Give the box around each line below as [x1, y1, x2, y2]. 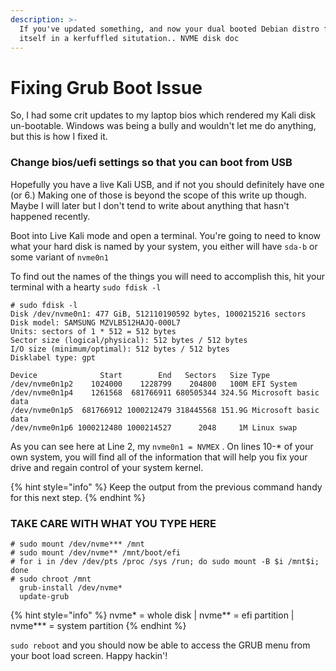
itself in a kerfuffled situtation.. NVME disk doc [19, 33, 240, 43]
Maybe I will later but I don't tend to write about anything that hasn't [10, 199, 290, 211]
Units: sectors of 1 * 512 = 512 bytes [10, 326, 177, 336]
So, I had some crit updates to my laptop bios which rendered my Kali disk [10, 109, 317, 121]
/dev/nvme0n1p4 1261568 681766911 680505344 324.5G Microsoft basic [10, 387, 320, 398]
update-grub [19, 591, 70, 601]
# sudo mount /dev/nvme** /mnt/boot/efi [10, 547, 182, 558]
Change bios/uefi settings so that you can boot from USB [10, 156, 293, 170]
